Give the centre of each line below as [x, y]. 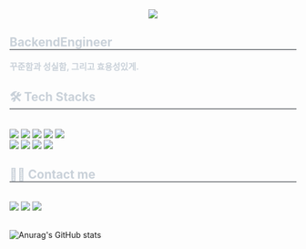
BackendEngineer [61, 42]
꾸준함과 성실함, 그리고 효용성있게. [74, 66]
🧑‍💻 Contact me [52, 175]
